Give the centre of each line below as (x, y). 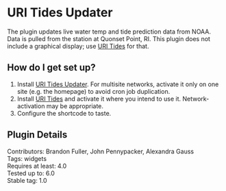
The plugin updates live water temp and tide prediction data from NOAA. (109, 31)
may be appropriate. (75, 106)
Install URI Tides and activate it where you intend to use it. (99, 99)
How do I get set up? (51, 67)
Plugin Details (37, 135)
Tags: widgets (27, 158)
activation (31, 106)
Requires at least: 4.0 (37, 166)
